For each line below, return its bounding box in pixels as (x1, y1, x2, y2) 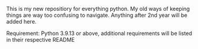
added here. (6, 18, 37, 25)
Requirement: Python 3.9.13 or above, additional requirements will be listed (6, 30, 193, 37)
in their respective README (6, 36, 75, 43)
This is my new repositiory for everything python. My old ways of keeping (6, 5, 190, 12)
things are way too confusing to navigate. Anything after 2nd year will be (6, 11, 188, 19)
